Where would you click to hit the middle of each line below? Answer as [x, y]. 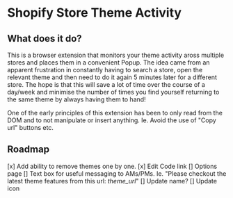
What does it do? [45, 39]
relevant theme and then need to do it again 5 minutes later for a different [112, 77]
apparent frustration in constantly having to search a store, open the [105, 70]
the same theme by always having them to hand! [77, 99]
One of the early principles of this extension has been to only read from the [115, 113]
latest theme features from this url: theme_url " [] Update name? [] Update [112, 181]
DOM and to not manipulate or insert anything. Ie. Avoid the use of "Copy [112, 120]
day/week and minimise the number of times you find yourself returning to [113, 92]
